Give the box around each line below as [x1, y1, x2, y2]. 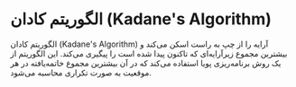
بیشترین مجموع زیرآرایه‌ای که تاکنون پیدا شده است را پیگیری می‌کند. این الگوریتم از [10, 48, 288, 58]
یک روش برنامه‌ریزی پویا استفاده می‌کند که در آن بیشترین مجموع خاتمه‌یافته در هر [10, 57, 282, 68]
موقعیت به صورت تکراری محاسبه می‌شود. [10, 67, 152, 78]
